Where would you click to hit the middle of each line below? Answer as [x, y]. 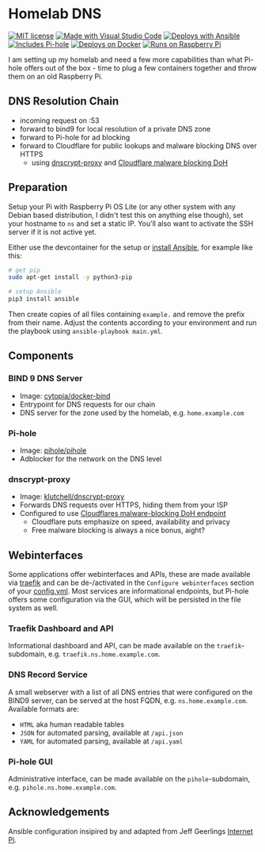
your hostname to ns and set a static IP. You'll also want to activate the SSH [131, 224]
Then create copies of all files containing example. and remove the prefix [127, 315]
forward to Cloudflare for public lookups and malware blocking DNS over [138, 145]
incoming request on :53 [60, 120]
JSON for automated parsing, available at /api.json [101, 732]
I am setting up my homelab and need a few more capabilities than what [125, 59]
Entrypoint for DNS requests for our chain [87, 404]
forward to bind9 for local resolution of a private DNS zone [115, 128]
